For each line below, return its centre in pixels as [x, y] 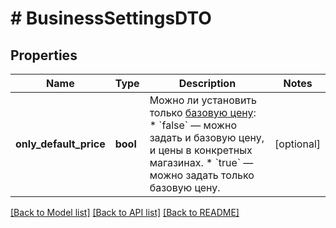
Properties [44, 55]
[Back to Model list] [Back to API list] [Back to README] [125, 212]
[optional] [297, 144]
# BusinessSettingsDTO [111, 18]
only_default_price [60, 144]
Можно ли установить [203, 100]
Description [207, 83]
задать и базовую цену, [207, 137]
